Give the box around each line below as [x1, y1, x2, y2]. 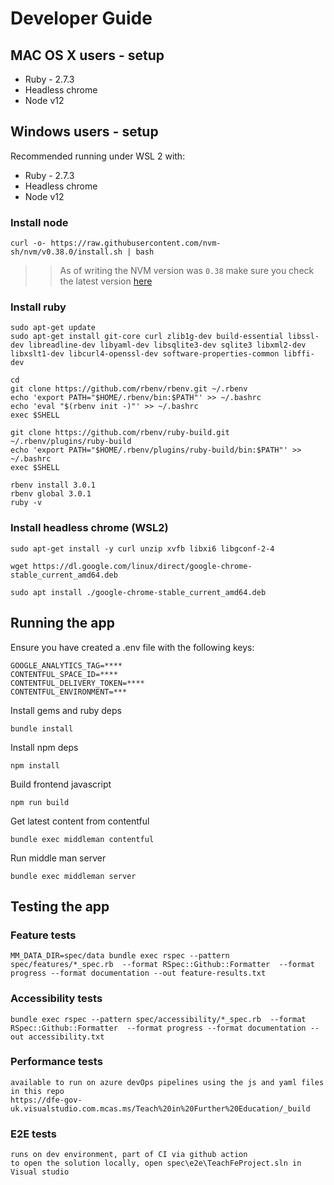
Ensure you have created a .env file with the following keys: [10, 641, 255, 653]
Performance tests [10, 1055, 103, 1069]
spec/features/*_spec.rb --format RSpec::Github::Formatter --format [10, 960, 315, 970]
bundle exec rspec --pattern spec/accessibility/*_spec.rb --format [10, 1014, 307, 1024]
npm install [10, 760, 60, 771]
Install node [10, 215, 69, 229]
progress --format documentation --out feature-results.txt [10, 968, 267, 979]
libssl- [287, 332, 320, 342]
